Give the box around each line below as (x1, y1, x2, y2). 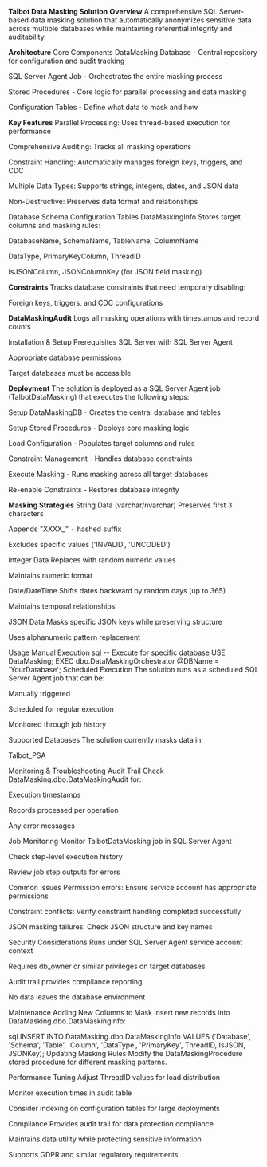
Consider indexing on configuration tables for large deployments (8, 1104, 221, 1113)
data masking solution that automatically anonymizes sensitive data (30, 15, 253, 25)
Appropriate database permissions (8, 353, 122, 362)
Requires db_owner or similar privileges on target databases (8, 961, 206, 971)
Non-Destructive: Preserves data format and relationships (8, 197, 198, 206)
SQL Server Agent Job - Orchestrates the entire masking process (8, 72, 223, 81)
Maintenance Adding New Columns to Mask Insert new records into (8, 1008, 230, 1017)
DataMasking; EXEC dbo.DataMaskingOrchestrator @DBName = (8, 656, 220, 665)
